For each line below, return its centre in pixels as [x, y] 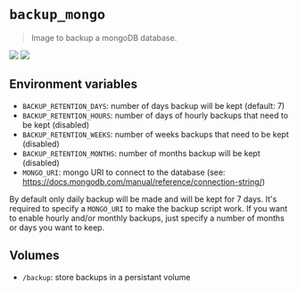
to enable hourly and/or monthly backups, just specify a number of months [147, 218]
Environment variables [74, 84]
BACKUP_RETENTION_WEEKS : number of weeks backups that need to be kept [155, 134]
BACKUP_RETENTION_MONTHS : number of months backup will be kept [141, 153]
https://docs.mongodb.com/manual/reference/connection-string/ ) [144, 181]
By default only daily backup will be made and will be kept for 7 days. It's [143, 199]
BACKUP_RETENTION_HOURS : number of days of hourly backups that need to [155, 115]
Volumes [34, 256]
